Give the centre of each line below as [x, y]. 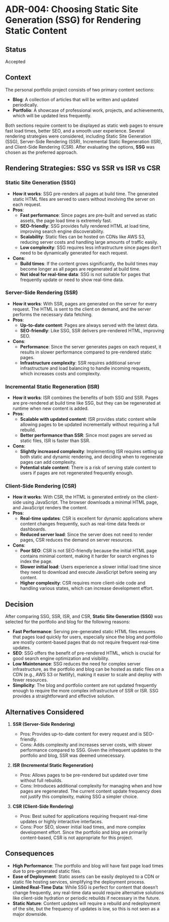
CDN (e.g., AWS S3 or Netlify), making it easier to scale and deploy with [87, 675]
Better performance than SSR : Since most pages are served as [86, 435]
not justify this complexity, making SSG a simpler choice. [79, 797]
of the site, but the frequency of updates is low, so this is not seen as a [86, 908]
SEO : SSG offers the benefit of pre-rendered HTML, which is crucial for [87, 653]
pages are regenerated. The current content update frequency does [91, 791]
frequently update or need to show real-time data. [72, 280]
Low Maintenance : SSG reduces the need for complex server [76, 664]
